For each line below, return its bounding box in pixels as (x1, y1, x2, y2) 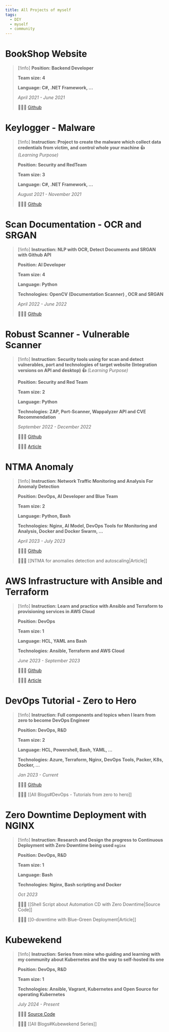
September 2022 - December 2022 (17, 423, 92, 429)
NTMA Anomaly (5, 461, 74, 473)
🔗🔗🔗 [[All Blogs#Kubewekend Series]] (17, 1021, 97, 1027)
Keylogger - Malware (5, 122, 96, 134)
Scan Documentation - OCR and (5, 219, 142, 230)
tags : (5, 12, 17, 17)
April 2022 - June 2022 (17, 301, 67, 307)
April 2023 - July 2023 (17, 538, 66, 544)
